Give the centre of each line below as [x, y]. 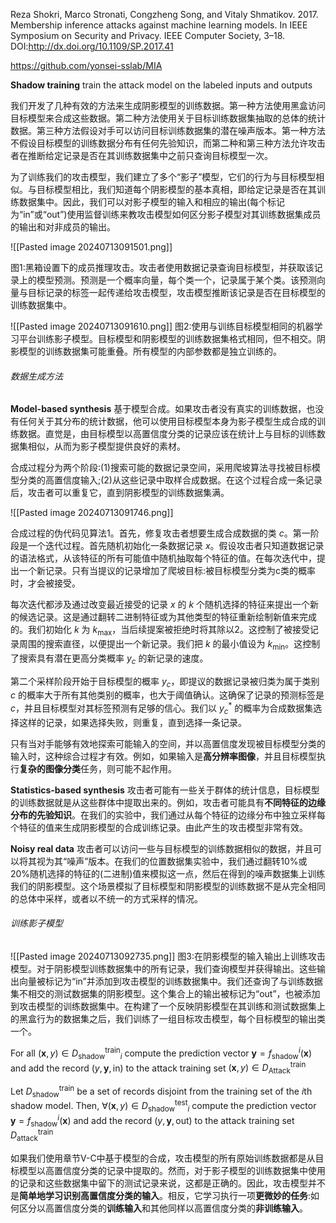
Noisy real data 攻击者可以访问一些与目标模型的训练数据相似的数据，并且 [161, 848]
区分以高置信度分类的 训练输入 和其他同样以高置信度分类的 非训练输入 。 [163, 1208]
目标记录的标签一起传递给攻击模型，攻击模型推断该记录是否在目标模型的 [176, 292]
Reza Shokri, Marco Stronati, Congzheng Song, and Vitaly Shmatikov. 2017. [164, 14]
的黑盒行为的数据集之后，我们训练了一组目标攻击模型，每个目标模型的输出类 [168, 1019]
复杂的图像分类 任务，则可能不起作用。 [98, 768]
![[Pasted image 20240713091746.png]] [92, 513]
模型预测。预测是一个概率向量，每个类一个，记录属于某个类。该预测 [176, 280]
